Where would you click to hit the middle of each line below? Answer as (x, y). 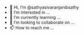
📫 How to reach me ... (32, 28)
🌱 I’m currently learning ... (35, 17)
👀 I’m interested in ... (30, 12)
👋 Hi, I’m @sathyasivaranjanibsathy (44, 7)
